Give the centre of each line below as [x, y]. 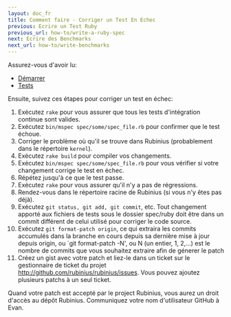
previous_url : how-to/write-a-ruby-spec [67, 33]
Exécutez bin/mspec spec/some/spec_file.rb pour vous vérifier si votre [118, 163]
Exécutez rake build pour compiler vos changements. [95, 156]
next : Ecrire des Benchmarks [49, 39]
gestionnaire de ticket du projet [62, 265]
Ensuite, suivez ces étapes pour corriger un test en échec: [90, 99]
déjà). [26, 199]
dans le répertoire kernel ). [55, 149]
